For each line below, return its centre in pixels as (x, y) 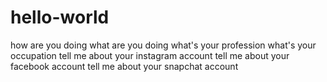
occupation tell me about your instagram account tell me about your (150, 55)
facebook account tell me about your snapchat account (124, 66)
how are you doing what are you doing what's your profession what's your (163, 45)
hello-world (60, 17)
